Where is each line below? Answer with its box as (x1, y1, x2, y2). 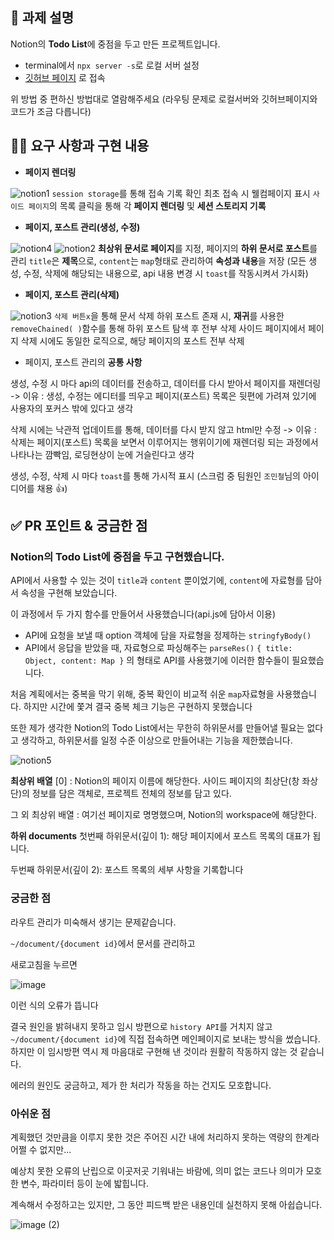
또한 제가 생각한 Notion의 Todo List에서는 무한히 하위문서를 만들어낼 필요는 (10, 722, 305, 734)
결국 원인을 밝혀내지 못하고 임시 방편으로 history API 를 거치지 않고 (10, 1020, 273, 1032)
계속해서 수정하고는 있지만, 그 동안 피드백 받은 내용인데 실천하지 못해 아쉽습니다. (10, 1198, 323, 1210)
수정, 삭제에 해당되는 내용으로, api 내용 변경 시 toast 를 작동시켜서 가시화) (23, 267, 309, 279)
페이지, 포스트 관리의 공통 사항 (24, 356, 143, 368)
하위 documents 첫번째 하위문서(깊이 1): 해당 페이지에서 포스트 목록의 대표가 (10, 830, 311, 842)
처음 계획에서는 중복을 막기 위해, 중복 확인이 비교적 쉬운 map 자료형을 (10, 688, 275, 700)
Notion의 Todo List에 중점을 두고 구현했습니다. (10, 549, 225, 563)
